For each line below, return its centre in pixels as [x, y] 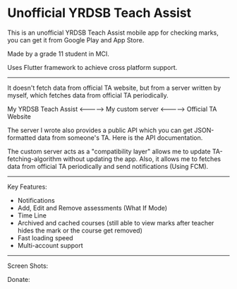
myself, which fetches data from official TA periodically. [88, 95]
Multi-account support [50, 245]
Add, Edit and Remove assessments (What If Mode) [92, 208]
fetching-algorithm [35, 159]
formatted [22, 137]
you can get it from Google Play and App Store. [76, 40]
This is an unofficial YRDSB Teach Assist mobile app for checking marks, [113, 33]
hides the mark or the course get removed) [80, 230]
